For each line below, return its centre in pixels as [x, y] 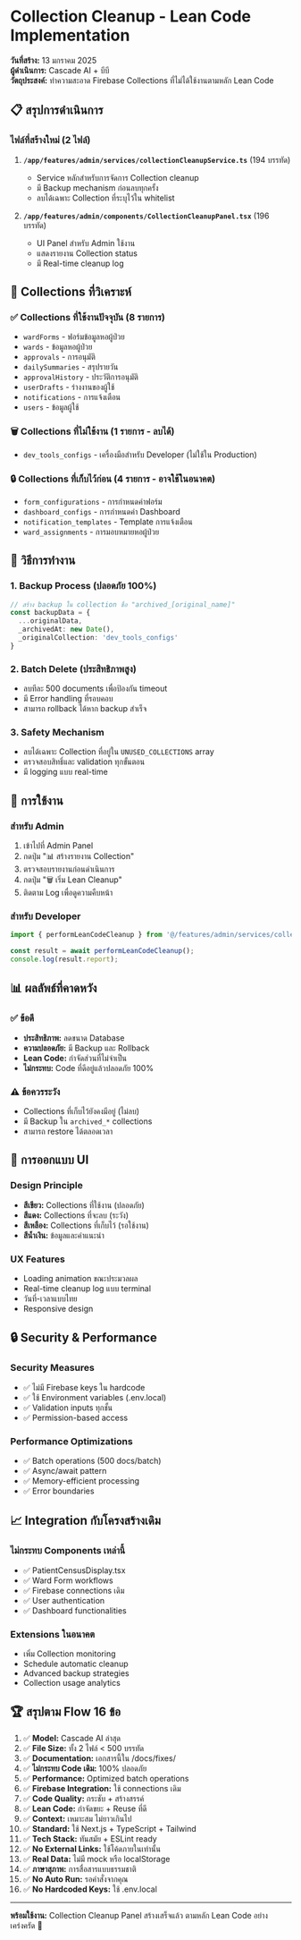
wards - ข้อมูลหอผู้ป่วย [58, 347]
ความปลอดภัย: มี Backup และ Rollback [86, 1048]
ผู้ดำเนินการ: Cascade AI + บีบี [60, 70]
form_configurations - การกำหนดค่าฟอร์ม [92, 501]
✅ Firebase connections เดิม [74, 1590]
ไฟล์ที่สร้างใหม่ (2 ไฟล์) [50, 140]
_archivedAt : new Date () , [67, 630]
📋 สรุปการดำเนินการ [57, 111]
